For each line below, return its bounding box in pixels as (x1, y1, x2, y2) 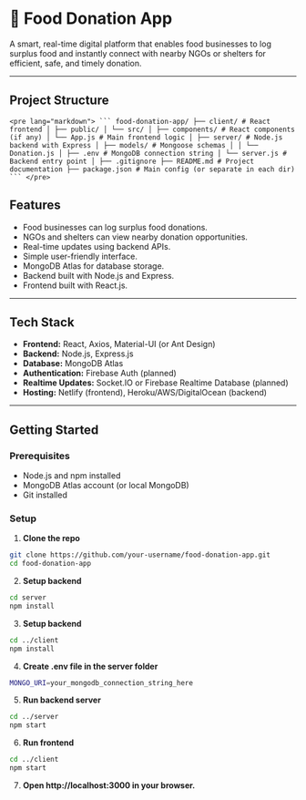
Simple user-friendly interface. (22, 251, 138, 262)
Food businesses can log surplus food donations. (22, 221, 208, 232)
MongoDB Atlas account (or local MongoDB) (22, 480, 189, 491)
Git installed (22, 489, 68, 500)
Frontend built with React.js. (22, 280, 128, 291)
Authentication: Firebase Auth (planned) (22, 368, 178, 379)
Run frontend (22, 737, 75, 748)
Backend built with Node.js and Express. (22, 270, 175, 281)
